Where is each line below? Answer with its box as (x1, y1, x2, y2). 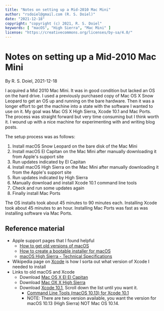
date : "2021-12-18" (5, 16, 45, 21)
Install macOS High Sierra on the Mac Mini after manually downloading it (12, 164, 159, 170)
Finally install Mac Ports (12, 190, 60, 196)
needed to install (12, 264, 46, 270)
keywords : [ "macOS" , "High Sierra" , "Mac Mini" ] (5, 26, 111, 31)
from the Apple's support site (12, 169, 72, 175)
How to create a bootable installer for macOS (19, 248, 111, 254)
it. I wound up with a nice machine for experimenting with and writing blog (5, 119, 155, 124)
